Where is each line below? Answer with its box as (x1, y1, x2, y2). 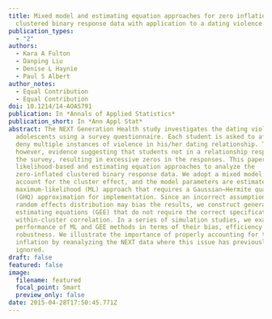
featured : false (8, 261, 63, 269)
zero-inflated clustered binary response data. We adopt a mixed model (15, 170, 263, 179)
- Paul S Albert (15, 72, 70, 80)
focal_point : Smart (15, 283, 82, 292)
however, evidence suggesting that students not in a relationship (15, 148, 249, 156)
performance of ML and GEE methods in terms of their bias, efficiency (15, 223, 263, 231)
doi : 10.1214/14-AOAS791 (8, 102, 92, 110)
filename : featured (15, 276, 82, 284)
